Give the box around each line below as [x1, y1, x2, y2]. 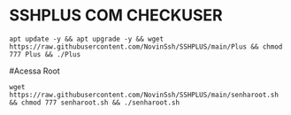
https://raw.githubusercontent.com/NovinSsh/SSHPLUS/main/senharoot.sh [9, 90, 279, 99]
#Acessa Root [9, 65, 60, 76]
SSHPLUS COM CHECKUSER [9, 5, 223, 26]
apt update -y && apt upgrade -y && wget [9, 34, 165, 43]
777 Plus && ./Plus [9, 50, 81, 58]
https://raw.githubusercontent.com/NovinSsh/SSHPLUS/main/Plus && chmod [9, 42, 283, 51]
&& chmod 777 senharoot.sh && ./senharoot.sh [9, 98, 180, 107]
